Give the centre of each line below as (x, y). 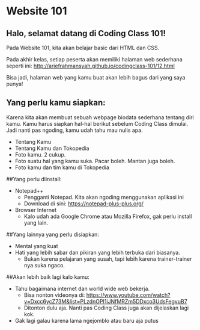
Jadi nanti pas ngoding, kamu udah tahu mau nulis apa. (74, 130)
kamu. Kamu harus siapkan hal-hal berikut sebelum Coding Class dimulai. (97, 123)
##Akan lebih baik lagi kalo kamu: (48, 277)
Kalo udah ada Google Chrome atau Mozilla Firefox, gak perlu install (108, 216)
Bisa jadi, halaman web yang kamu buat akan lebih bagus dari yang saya (96, 77)
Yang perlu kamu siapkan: (56, 103)
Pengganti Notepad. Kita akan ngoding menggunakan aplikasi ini (104, 197)
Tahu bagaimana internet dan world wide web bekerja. (82, 288)
